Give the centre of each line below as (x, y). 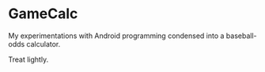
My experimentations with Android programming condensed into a (116, 36)
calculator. (44, 44)
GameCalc (43, 14)
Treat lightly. (28, 59)
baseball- (241, 36)
